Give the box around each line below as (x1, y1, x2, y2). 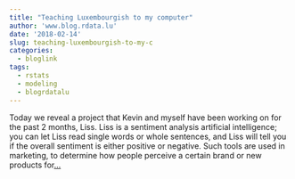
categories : (9, 46, 53, 55)
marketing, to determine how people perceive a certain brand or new (9, 150, 262, 160)
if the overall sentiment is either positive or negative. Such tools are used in (9, 140, 285, 151)
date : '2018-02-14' (9, 29, 82, 38)
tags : (9, 63, 29, 72)
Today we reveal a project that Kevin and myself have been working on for (9, 112, 283, 123)
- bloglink (17, 54, 58, 63)
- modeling (17, 79, 58, 88)
